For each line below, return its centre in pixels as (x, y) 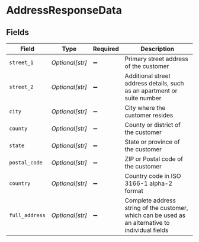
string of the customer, (156, 208)
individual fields (147, 230)
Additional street (147, 76)
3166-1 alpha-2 (149, 183)
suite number (143, 98)
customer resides (149, 115)
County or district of (153, 125)
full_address (28, 215)
